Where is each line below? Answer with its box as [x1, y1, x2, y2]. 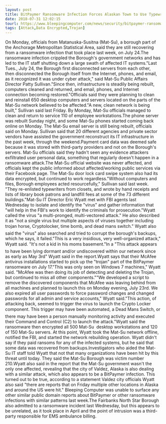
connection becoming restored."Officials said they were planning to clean [5, 92, 155, 98]
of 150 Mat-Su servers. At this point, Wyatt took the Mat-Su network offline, [5, 329, 159, 335]
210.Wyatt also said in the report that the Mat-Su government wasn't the [5, 361, 152, 367]
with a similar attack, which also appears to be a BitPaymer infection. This [5, 371, 155, 377]
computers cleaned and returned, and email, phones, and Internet [5, 86, 139, 92]
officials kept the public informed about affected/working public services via [5, 165, 161, 171]
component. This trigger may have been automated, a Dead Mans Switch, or [5, 306, 161, 312]
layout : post [5, 7, 32, 12]
